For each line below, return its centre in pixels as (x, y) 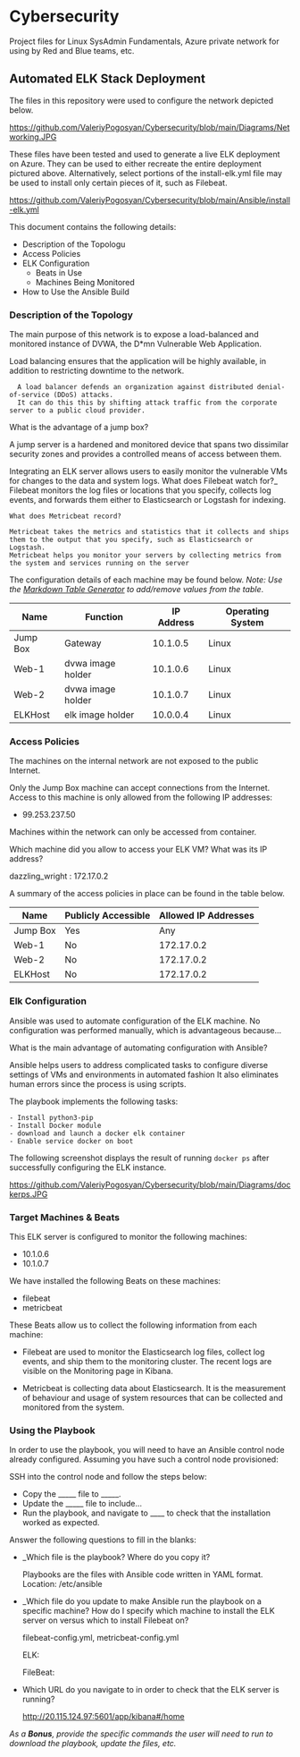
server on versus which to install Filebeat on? (105, 1620)
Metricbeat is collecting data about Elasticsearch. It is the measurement (154, 1388)
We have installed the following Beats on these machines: (115, 1280)
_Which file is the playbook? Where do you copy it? (116, 1558)
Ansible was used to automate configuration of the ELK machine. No (135, 1021)
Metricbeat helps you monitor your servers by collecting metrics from (145, 556)
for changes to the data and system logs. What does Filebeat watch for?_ (144, 481)
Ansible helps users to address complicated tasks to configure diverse (139, 1065)
